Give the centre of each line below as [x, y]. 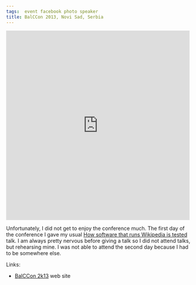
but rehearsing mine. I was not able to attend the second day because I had [97, 247]
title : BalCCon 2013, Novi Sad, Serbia [55, 17]
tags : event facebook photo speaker [52, 11]
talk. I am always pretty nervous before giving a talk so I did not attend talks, [98, 241]
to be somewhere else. [34, 253]
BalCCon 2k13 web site [43, 276]
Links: [13, 265]
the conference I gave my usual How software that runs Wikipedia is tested [97, 234]
